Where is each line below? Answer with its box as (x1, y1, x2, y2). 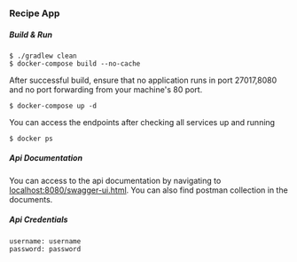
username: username (9, 236, 82, 246)
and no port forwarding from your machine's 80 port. (9, 83, 203, 95)
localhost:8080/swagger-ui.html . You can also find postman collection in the (9, 185, 288, 195)
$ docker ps (9, 134, 53, 143)
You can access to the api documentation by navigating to (9, 175, 222, 186)
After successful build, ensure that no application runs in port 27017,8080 (9, 75, 277, 85)
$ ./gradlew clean (9, 52, 77, 60)
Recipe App (9, 7, 60, 20)
